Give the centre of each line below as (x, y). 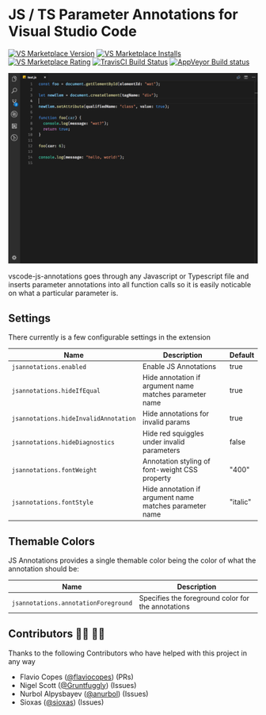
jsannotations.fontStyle (52, 502)
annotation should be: (44, 569)
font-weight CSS (170, 469)
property (157, 478)
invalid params (166, 422)
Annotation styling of (177, 461)
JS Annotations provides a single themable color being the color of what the (132, 560)
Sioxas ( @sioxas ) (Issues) (62, 702)
